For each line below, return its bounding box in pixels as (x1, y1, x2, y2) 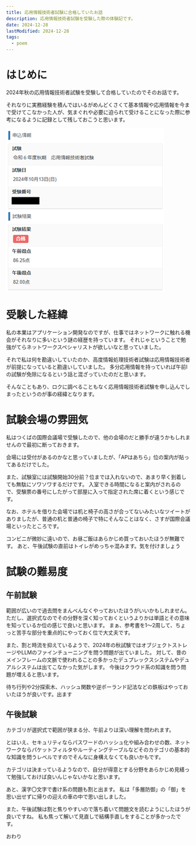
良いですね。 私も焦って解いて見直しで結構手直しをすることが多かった (6, 813, 176, 820)
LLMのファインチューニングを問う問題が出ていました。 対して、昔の (21, 649, 187, 656)
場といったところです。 (6, 523, 63, 530)
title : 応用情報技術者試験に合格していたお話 (6, 9, 103, 15)
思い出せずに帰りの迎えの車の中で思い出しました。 (6, 793, 129, 800)
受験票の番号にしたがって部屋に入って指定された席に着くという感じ (16, 488, 180, 495)
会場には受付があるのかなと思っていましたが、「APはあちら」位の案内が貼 (6, 453, 184, 460)
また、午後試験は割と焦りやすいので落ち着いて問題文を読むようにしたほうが (6, 805, 191, 813)
